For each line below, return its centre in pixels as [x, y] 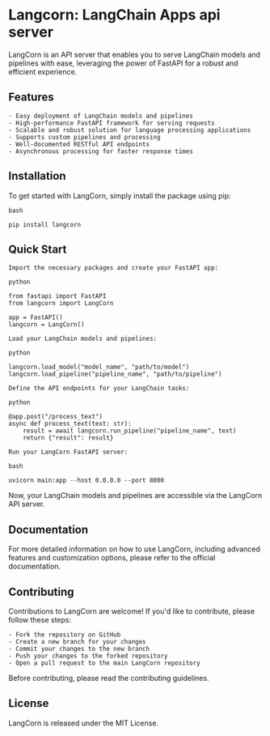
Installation [37, 176]
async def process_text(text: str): [70, 424]
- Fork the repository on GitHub [65, 635]
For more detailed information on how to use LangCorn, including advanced [135, 549]
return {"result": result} [68, 438]
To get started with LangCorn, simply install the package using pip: [120, 195]
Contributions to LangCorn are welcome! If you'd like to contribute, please [132, 611]
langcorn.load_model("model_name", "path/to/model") [99, 367]
